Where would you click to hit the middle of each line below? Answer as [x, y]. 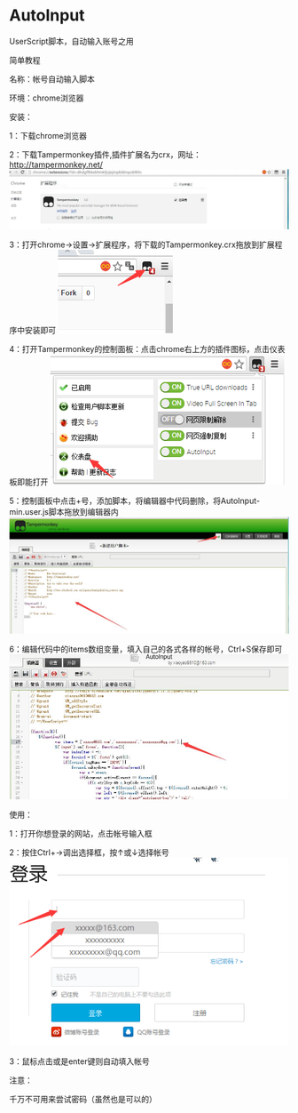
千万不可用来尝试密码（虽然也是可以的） [83, 1100]
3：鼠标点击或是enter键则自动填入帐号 [79, 1061]
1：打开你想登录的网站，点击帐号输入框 [81, 833]
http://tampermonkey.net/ [56, 164]
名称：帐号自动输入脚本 [52, 79]
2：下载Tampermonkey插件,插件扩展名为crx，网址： [106, 154]
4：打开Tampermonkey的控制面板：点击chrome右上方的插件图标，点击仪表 [147, 348]
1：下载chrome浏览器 [48, 135]
